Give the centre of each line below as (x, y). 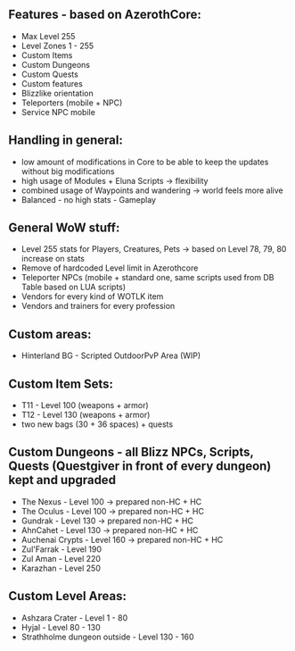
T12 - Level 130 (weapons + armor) (86, 415)
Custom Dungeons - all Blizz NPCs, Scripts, (131, 452)
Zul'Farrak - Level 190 (61, 549)
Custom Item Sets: (61, 384)
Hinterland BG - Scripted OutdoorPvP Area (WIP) (111, 355)
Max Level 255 (48, 36)
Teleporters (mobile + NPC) (72, 103)
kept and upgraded (62, 480)
